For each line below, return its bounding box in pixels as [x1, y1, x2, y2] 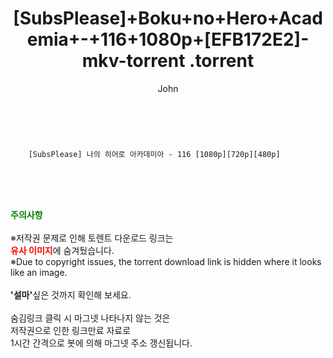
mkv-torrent [81, 50, 186, 72]
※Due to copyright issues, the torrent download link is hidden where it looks [10, 255, 322, 267]
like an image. [10, 266, 68, 278]
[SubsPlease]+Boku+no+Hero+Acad [13, 7, 323, 30]
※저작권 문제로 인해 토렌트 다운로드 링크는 [10, 232, 174, 244]
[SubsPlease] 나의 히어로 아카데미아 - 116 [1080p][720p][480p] [28, 149, 281, 159]
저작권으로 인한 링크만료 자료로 [10, 324, 132, 336]
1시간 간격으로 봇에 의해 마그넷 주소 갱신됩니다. [10, 337, 193, 349]
